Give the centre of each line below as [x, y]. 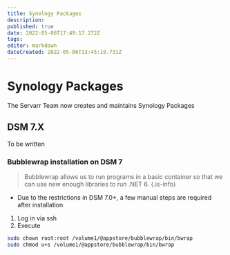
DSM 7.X [26, 127]
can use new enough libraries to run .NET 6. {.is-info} [100, 184]
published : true [30, 26]
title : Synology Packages [44, 13]
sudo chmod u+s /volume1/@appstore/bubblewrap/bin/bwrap [91, 245]
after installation [40, 205]
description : [26, 20]
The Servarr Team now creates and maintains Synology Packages [101, 105]
